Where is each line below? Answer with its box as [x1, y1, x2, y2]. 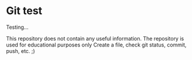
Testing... [6, 24, 29, 31]
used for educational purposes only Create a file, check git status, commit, [6, 41, 187, 48]
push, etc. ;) [6, 47, 35, 54]
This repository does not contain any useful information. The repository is [6, 35, 184, 42]
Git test [6, 4, 43, 18]
